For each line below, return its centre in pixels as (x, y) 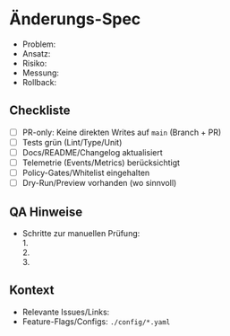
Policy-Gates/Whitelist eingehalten (86, 172)
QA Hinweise (46, 212)
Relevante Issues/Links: (66, 312)
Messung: (41, 73)
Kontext (32, 291)
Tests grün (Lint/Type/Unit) (72, 142)
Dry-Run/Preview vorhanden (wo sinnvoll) (99, 183)
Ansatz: (36, 53)
